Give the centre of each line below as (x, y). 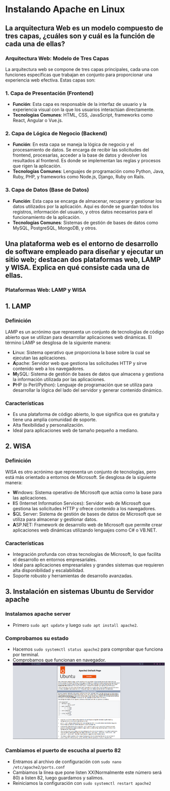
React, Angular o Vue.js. (38, 121)
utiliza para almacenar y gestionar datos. (55, 519)
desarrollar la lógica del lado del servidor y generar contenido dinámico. (88, 390)
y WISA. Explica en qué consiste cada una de (78, 268)
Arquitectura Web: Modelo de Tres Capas (57, 58)
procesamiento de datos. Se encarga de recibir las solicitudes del (81, 150)
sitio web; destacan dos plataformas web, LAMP (83, 260)
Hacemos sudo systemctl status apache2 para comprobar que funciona (88, 649)
